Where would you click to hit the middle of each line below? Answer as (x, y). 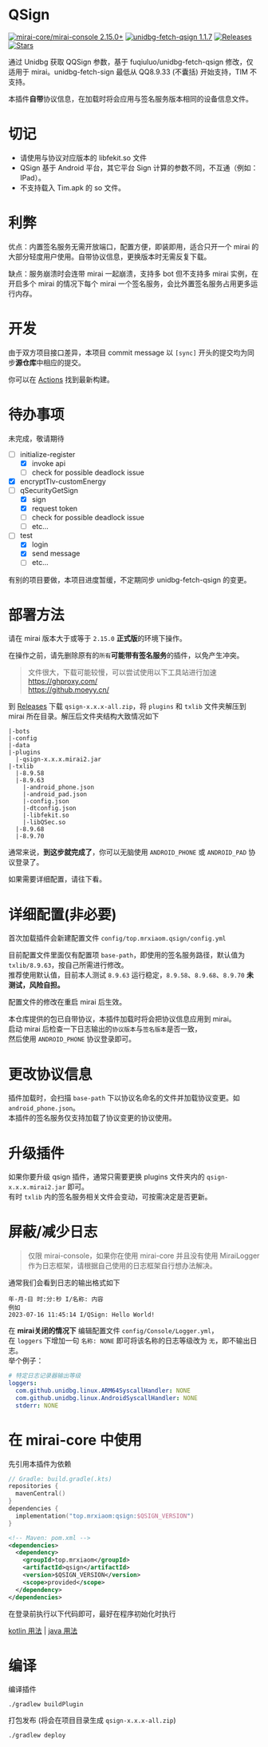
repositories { (33, 1486)
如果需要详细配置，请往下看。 (57, 879)
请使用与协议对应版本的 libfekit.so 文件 (83, 157)
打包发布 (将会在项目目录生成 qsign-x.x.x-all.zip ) (93, 1721)
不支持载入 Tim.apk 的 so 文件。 (73, 187)
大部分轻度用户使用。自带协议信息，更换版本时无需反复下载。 (110, 257)
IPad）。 (32, 177)
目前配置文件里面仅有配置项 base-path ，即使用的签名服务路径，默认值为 (127, 955)
